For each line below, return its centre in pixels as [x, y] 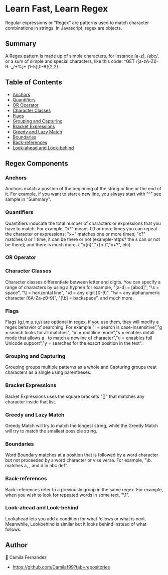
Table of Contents [34, 83]
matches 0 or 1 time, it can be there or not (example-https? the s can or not [83, 239]
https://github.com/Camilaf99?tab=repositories [61, 567]
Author [16, 545]
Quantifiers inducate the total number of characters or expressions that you [83, 223]
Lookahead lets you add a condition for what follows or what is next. [76, 519]
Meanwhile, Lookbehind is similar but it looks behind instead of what [76, 524]
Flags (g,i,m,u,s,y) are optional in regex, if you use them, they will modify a [82, 322]
